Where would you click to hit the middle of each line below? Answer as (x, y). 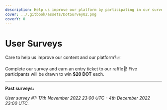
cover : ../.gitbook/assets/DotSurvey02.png (51, 14)
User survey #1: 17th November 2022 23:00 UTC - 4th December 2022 (78, 98)
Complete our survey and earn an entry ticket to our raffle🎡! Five (71, 69)
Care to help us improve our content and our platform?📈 (63, 57)
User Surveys (34, 43)
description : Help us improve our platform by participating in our (78, 10)
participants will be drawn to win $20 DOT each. (55, 74)
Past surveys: (20, 88)
